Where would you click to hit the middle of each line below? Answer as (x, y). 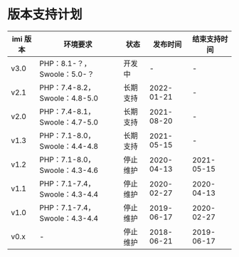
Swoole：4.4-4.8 (69, 146)
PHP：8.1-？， (65, 63)
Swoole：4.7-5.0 (69, 122)
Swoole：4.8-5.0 (69, 98)
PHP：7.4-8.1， (67, 111)
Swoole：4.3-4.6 (69, 170)
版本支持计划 (45, 15)
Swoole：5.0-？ (67, 74)
